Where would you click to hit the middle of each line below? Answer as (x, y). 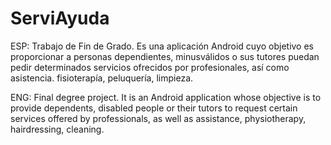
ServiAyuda (60, 18)
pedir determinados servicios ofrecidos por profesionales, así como (150, 67)
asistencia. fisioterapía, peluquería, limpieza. (102, 78)
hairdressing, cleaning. (57, 129)
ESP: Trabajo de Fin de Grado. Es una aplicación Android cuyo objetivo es (162, 46)
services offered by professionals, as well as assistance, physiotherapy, (158, 118)
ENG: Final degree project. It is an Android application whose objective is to (166, 97)
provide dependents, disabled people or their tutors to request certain (154, 108)
